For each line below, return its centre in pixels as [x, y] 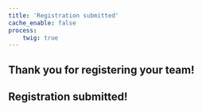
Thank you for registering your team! [101, 69]
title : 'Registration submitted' [64, 15]
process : [23, 30]
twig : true [41, 38]
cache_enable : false [43, 23]
